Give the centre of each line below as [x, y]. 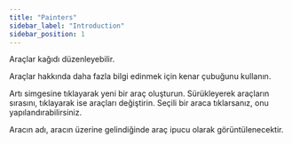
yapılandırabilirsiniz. [46, 113]
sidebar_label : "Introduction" [67, 26]
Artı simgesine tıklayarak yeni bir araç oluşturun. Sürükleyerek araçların [139, 93]
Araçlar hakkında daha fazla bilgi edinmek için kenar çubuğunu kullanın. [140, 76]
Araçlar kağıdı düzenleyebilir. [62, 60]
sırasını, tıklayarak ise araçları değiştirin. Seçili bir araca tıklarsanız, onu [139, 103]
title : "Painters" [43, 17]
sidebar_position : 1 [47, 34]
